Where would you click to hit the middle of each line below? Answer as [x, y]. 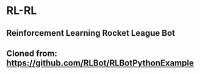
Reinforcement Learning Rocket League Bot [91, 33]
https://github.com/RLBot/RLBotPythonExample [100, 63]
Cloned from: [32, 53]
